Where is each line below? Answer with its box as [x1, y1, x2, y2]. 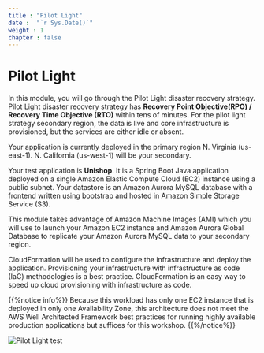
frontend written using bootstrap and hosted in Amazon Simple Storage [8, 191, 240, 201]
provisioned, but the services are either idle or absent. [8, 127, 184, 136]
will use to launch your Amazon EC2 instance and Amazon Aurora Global [8, 223, 244, 232]
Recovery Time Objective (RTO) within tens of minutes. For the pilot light [8, 110, 246, 120]
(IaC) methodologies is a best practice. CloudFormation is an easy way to [8, 272, 246, 281]
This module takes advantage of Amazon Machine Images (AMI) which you [8, 214, 252, 225]
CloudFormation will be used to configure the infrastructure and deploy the [8, 255, 251, 265]
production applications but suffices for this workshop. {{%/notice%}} [8, 321, 236, 330]
